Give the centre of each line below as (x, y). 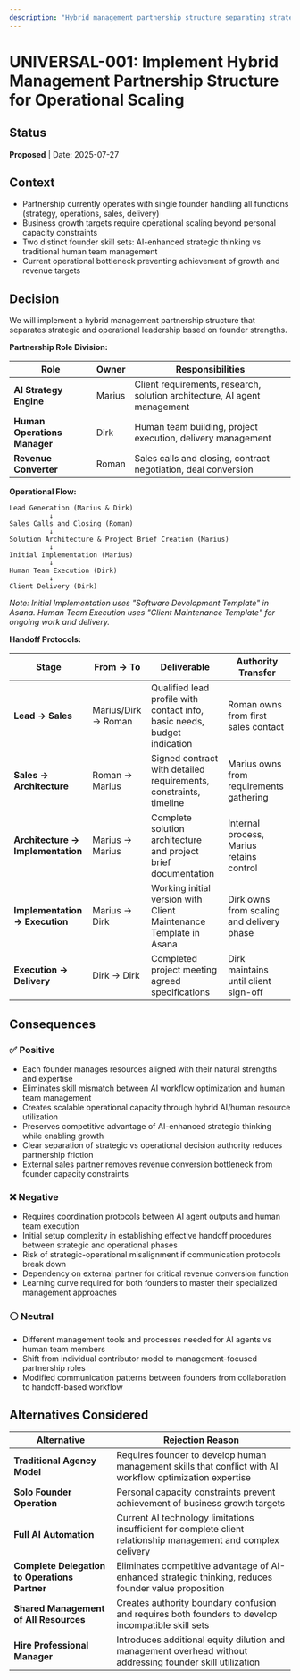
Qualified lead (180, 688)
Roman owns (255, 705)
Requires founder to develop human (191, 1455)
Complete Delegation (60, 1566)
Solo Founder (43, 1492)
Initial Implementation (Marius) (71, 555)
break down (44, 1264)
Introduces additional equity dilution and (200, 1640)
